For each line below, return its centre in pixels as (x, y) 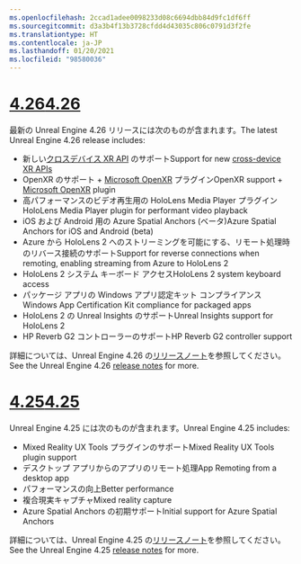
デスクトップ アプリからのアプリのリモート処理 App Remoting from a (149, 468)
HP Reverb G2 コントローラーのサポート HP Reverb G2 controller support (157, 336)
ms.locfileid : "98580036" (58, 59)
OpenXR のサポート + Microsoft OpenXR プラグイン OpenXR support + (152, 179)
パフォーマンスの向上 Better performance (98, 488)
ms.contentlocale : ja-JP (56, 43)
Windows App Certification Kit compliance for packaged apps (137, 304)
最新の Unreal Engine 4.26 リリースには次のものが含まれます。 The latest (144, 130)
